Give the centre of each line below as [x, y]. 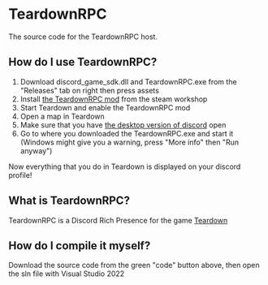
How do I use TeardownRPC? [83, 62]
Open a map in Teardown [63, 116]
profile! [20, 175]
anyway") [36, 150]
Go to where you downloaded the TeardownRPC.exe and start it [127, 133]
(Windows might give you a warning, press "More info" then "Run [130, 142]
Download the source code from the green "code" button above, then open [134, 266]
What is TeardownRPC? [69, 201]
